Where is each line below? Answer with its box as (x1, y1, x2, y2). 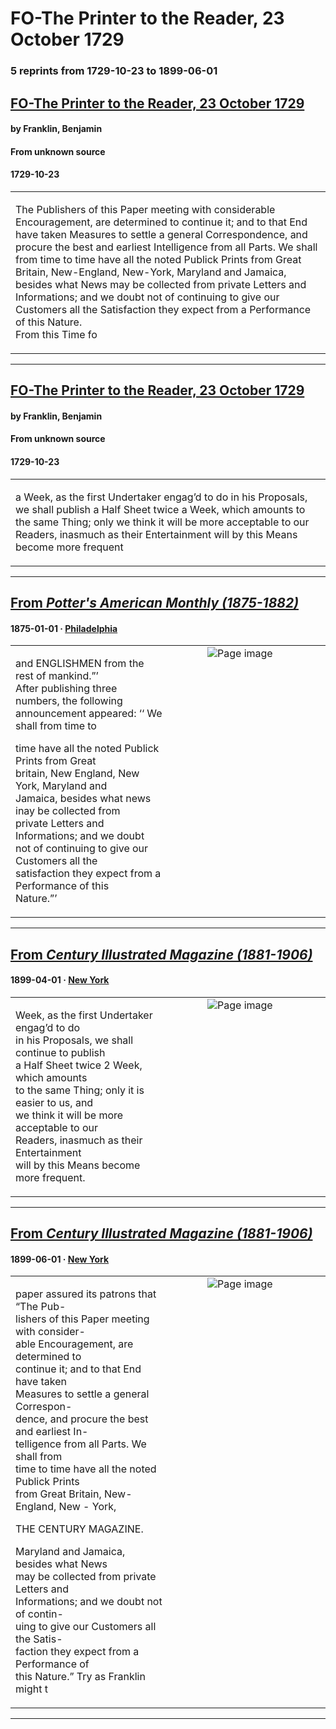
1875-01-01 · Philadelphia (10, 622, 118, 634)
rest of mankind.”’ (15, 669, 99, 683)
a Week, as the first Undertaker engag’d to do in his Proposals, (15, 490, 308, 504)
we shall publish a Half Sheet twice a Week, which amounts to (15, 502, 306, 516)
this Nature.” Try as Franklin (15, 1670, 146, 1684)
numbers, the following (15, 694, 123, 708)
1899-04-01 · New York (10, 974, 110, 986)
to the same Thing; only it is (15, 1083, 145, 1097)
